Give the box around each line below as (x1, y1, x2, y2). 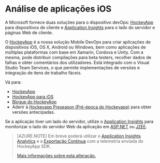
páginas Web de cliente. (5, 30, 53, 35)
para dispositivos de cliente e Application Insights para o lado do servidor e (5, 24, 155, 30)
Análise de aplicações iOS (5, 3, 112, 15)
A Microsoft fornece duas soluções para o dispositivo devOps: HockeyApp (5, 19, 154, 25)
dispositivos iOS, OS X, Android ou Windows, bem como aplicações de (5, 44, 146, 50)
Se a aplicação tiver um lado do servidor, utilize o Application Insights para (5, 119, 154, 124)
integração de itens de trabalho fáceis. (5, 70, 82, 75)
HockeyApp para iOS (12, 93, 54, 100)
